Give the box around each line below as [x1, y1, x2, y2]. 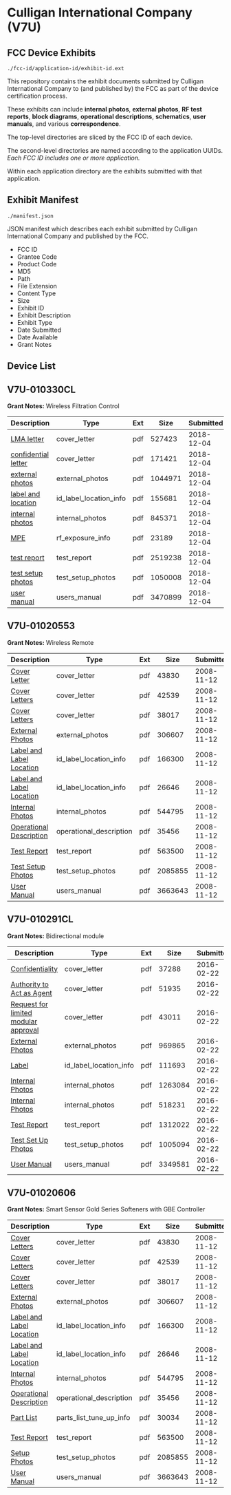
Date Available [16, 332, 58, 341]
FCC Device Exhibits [7, 47, 96, 59]
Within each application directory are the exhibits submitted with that [7, 167, 203, 175]
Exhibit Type [16, 318, 53, 326]
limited [10, 1008, 32, 1017]
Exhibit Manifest [7, 194, 79, 206]
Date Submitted [16, 326, 62, 334]
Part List [10, 1413, 38, 1423]
